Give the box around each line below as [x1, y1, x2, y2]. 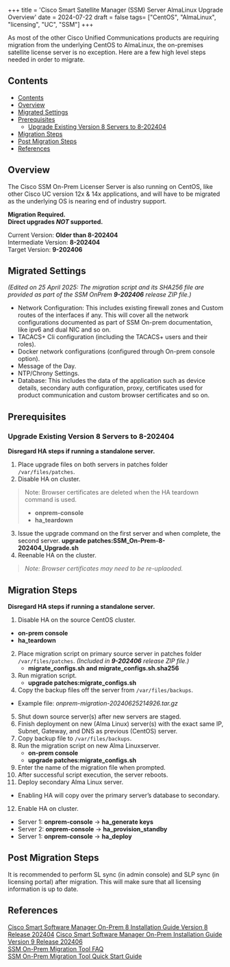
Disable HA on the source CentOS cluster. [17, 616, 136, 624]
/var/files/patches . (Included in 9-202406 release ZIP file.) [17, 657, 190, 665]
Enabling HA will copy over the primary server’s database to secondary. [17, 791, 220, 799]
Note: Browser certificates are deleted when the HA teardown [24, 488, 199, 497]
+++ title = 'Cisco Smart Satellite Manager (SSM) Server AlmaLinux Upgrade [8, 6, 223, 14]
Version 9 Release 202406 [8, 938, 83, 946]
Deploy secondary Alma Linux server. [17, 777, 124, 786]
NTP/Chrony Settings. [17, 369, 80, 377]
